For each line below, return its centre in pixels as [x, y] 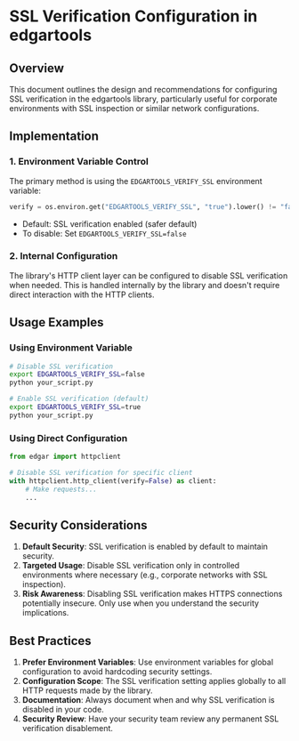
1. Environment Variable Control [79, 162]
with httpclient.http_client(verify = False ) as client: [113, 481]
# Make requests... [61, 489]
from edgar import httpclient [65, 457]
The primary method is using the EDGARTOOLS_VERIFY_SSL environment [136, 181]
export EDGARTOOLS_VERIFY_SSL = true [75, 407]
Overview [37, 68]
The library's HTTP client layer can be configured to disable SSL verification [149, 275]
